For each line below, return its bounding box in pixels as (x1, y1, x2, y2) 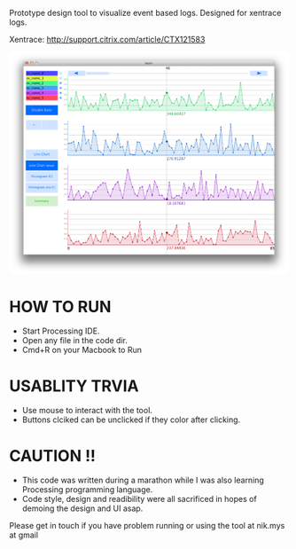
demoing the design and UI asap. (21, 503, 144, 514)
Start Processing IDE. (21, 325, 100, 336)
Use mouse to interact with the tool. (21, 405, 153, 416)
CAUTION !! (9, 445, 96, 466)
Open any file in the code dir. (21, 335, 129, 346)
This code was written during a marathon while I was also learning (21, 474, 264, 486)
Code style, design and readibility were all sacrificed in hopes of (21, 494, 257, 505)
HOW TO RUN (9, 296, 112, 317)
